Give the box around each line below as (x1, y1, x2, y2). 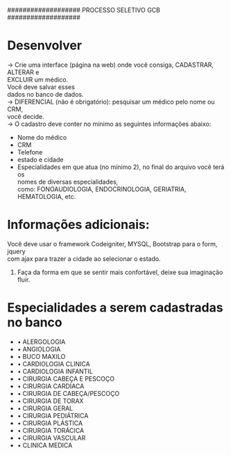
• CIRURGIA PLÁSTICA (17, 419, 83, 427)
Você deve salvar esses (7, 83, 75, 91)
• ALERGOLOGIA (17, 337, 66, 346)
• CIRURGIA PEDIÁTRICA (17, 411, 89, 420)
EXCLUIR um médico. (7, 75, 69, 83)
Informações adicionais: (7, 217, 151, 232)
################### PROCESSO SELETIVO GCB (7, 6, 161, 14)
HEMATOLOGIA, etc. (17, 192, 76, 200)
